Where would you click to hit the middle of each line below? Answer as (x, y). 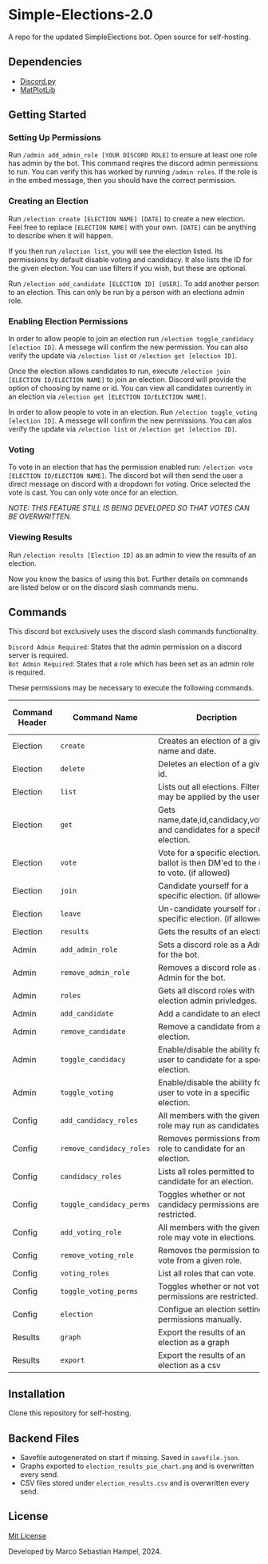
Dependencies (45, 62)
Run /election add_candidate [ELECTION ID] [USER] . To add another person (134, 283)
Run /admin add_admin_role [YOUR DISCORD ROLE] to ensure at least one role (133, 155)
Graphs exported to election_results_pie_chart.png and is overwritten (137, 1466)
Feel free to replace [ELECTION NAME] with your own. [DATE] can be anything (132, 227)
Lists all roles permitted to (207, 1172)
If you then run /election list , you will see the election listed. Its (116, 251)
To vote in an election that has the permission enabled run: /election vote (131, 467)
